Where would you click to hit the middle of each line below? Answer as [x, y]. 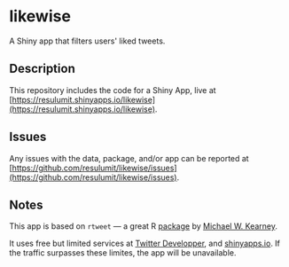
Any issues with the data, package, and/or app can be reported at [129, 158]
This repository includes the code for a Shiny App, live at [113, 90]
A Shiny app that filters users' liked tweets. [87, 41]
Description [42, 69]
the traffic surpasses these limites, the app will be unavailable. [123, 253]
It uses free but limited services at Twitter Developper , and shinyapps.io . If [145, 243]
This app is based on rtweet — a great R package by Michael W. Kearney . [143, 226]
